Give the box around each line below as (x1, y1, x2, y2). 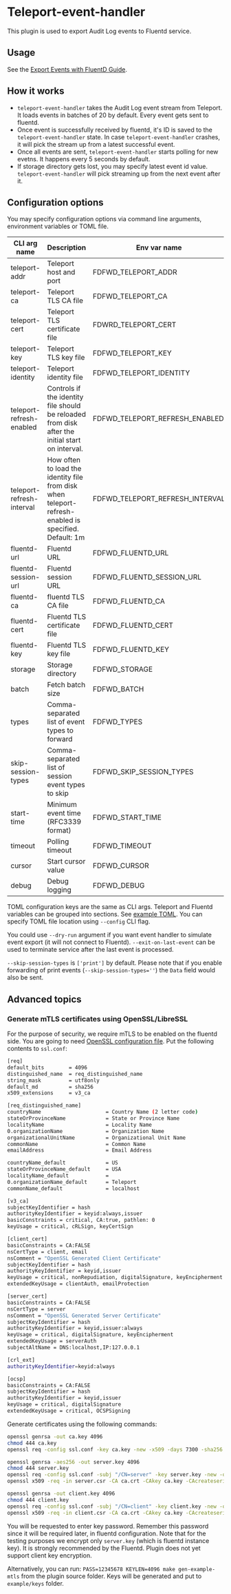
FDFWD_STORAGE (92, 664, 153, 674)
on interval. (47, 444, 84, 453)
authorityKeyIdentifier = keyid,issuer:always (7, 1325, 143, 1332)
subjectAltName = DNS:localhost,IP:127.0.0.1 (7, 1345, 140, 1351)
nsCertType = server (7, 1305, 67, 1313)
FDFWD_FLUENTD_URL (92, 549, 169, 558)
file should (47, 401, 81, 411)
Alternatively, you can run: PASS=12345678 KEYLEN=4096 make (7, 1564, 175, 1573)
